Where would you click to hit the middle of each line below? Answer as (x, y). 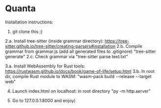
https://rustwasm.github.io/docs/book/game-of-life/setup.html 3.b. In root (80, 71)
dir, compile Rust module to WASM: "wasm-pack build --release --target (78, 76)
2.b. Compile (129, 46)
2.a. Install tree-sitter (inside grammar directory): (54, 41)
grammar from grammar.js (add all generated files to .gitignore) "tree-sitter (80, 51)
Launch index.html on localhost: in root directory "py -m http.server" (81, 91)
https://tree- (117, 41)
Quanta (20, 9)
